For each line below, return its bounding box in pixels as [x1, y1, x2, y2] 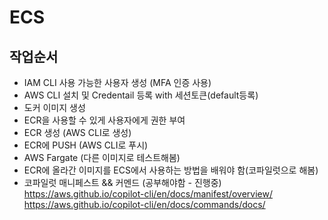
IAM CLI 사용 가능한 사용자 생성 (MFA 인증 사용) [23, 77, 212, 88]
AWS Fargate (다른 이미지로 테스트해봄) [23, 152, 181, 163]
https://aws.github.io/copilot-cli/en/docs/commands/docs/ [23, 199, 266, 210]
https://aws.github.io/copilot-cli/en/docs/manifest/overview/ [23, 188, 273, 200]
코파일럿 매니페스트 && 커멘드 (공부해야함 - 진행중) [23, 177, 222, 188]
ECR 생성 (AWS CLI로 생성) [23, 127, 132, 138]
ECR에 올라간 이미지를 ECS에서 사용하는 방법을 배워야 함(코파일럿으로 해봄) [23, 164, 319, 176]
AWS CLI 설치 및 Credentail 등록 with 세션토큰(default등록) [23, 89, 259, 101]
